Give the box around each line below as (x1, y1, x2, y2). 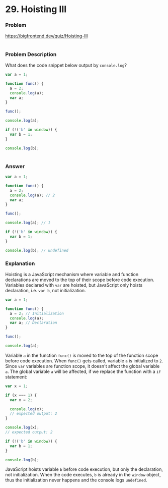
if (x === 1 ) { (5, 393, 37, 398)
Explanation (5, 260, 35, 267)
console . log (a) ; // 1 (5, 221, 51, 226)
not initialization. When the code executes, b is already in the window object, (5, 472, 161, 478)
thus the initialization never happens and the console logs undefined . (5, 477, 147, 483)
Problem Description (5, 50, 57, 58)
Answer (5, 162, 25, 170)
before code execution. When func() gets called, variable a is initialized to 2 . (5, 357, 163, 364)
